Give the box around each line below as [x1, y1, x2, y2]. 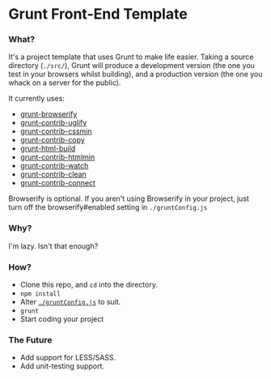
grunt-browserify [19, 109, 78, 119]
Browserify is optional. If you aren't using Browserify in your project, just [8, 194, 249, 203]
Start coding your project [19, 314, 104, 324]
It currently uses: [8, 94, 65, 104]
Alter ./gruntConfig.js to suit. [19, 297, 121, 307]
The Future [8, 334, 53, 345]
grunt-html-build [19, 143, 76, 154]
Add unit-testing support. [19, 361, 105, 371]
